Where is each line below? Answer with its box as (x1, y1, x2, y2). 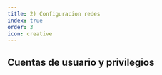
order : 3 (7, 23, 34, 30)
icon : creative (7, 30, 53, 37)
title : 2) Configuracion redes (7, 10, 101, 18)
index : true (7, 17, 43, 24)
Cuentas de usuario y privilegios (7, 56, 155, 68)
